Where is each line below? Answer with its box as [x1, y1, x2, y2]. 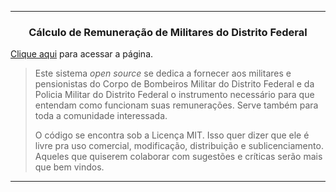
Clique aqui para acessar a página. [10, 48, 154, 60]
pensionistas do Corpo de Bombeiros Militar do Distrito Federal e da [34, 78, 315, 90]
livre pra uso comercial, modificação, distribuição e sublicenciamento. [34, 140, 324, 152]
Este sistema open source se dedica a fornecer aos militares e [34, 67, 292, 80]
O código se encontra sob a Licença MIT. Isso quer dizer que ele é [34, 129, 310, 141]
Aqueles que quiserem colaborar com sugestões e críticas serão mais [34, 151, 323, 163]
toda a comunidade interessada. [34, 110, 168, 122]
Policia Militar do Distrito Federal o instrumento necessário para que [34, 89, 315, 101]
